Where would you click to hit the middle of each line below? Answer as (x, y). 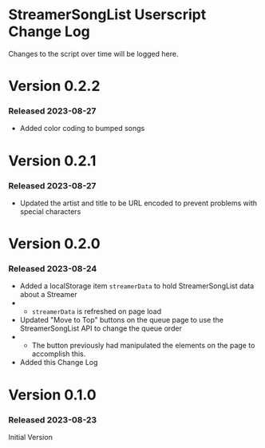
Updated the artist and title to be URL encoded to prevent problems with (138, 203)
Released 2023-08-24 (53, 269)
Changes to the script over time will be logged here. (93, 54)
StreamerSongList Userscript (107, 15)
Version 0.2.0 (55, 244)
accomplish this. (59, 354)
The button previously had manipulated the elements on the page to (143, 346)
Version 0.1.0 (53, 395)
